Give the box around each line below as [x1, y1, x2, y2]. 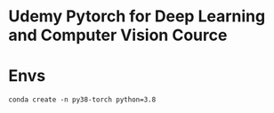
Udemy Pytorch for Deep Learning [8, 6, 266, 27]
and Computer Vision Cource [8, 25, 228, 45]
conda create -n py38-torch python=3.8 [8, 95, 157, 104]
